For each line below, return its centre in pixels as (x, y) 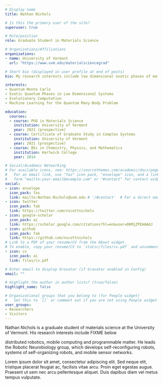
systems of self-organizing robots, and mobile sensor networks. (69, 352)
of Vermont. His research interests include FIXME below (61, 333)
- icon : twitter (21, 202)
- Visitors (16, 314)
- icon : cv (16, 251)
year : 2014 (25, 157)
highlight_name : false (28, 287)
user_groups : (18, 305)
